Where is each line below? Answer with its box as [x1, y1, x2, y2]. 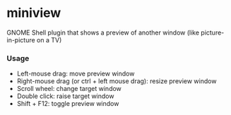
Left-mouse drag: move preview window [16, 69, 135, 78]
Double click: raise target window [16, 92, 114, 100]
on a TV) [37, 35, 62, 44]
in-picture [6, 35, 36, 44]
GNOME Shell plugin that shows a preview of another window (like [6, 28, 199, 37]
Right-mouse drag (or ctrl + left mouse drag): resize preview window [16, 77, 217, 85]
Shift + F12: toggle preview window [16, 99, 119, 108]
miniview [6, 5, 61, 21]
